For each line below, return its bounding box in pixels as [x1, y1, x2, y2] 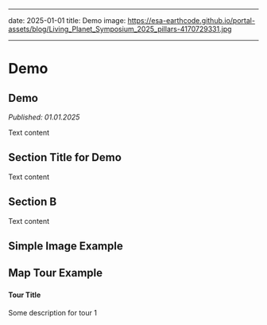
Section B [8, 195, 57, 209]
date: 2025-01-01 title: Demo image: [8, 16, 126, 25]
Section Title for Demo [8, 151, 122, 164]
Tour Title [8, 290, 41, 300]
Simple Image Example [8, 240, 123, 253]
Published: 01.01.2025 [8, 112, 80, 122]
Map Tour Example [8, 266, 103, 280]
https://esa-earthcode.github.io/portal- [127, 16, 256, 25]
